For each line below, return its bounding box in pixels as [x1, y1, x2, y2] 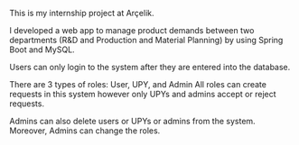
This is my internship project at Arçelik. [9, 8, 155, 18]
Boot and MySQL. [9, 44, 75, 55]
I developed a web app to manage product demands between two [9, 25, 255, 35]
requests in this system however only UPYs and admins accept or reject [9, 89, 277, 99]
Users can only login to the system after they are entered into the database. [9, 62, 291, 72]
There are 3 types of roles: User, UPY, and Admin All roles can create [9, 79, 266, 89]
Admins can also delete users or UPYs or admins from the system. [9, 116, 256, 126]
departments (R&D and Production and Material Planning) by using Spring [9, 35, 284, 45]
